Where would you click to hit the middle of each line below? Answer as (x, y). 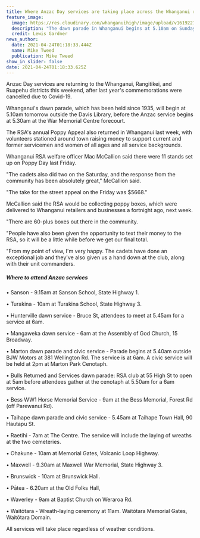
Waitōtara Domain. (29, 517)
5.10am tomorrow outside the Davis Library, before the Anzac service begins (100, 114)
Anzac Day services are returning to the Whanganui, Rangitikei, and (89, 84)
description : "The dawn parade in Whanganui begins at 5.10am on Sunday (104, 28)
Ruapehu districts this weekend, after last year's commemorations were (94, 91)
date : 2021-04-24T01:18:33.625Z (46, 67)
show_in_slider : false (34, 61)
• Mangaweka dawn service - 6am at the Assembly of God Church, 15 (92, 334)
